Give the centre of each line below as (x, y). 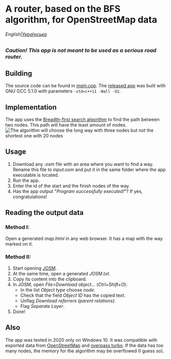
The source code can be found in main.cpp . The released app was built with (86, 86)
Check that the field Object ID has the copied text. (73, 295)
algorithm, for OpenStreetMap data (81, 20)
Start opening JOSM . (35, 268)
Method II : (18, 257)
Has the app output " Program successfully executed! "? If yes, (78, 191)
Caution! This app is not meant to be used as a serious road (81, 51)
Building (19, 73)
